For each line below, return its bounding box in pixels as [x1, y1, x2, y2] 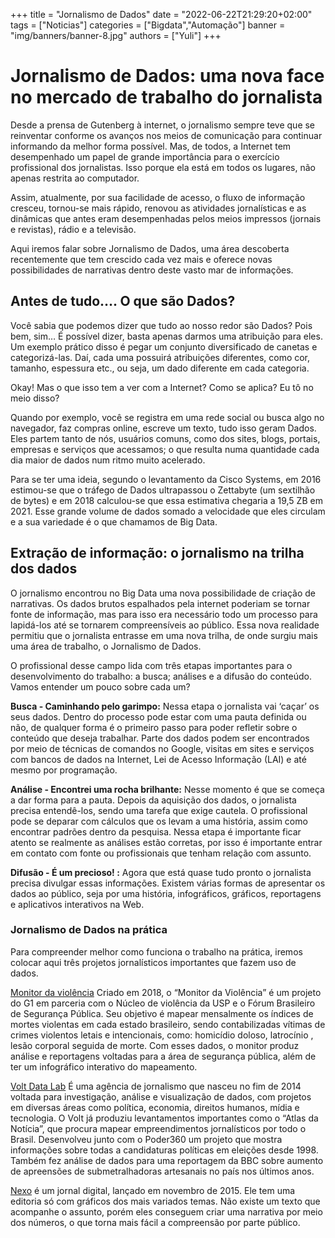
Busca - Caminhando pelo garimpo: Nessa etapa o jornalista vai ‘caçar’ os [10, 700, 320, 712]
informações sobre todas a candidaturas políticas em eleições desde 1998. [10, 1144, 319, 1156]
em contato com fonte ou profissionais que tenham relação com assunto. [10, 847, 312, 859]
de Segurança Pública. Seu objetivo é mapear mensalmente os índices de [10, 1007, 314, 1019]
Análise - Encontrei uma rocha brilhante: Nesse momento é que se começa [10, 783, 325, 795]
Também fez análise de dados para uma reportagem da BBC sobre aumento [10, 1154, 324, 1166]
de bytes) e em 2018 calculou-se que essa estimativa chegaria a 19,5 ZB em [10, 494, 323, 506]
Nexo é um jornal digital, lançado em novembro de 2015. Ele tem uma [10, 1184, 296, 1196]
